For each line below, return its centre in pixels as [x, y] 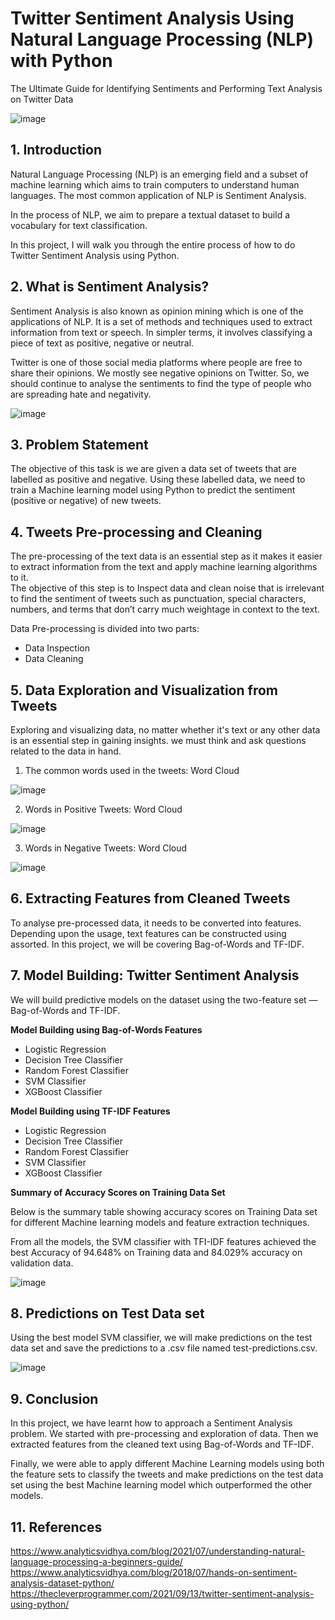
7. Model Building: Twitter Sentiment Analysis [155, 975]
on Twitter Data [42, 99]
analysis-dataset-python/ [62, 1583]
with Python [61, 61]
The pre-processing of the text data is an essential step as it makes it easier [166, 556]
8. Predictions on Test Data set [107, 1313]
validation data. [42, 1263]
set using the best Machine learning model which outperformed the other [161, 1485]
